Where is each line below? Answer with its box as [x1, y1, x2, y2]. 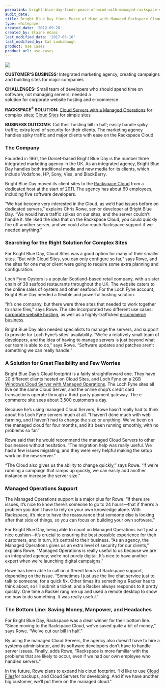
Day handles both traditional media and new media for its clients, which [5, 166, 150, 172]
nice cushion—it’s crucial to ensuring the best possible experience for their [5, 532, 157, 538]
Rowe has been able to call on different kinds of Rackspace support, [5, 568, 143, 574]
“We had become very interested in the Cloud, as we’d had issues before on [5, 201, 159, 207]
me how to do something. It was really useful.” [5, 594, 99, 600]
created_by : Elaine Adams [5, 30, 58, 35]
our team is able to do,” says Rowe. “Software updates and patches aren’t [5, 342, 154, 348]
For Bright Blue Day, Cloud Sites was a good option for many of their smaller [5, 250, 159, 256]
